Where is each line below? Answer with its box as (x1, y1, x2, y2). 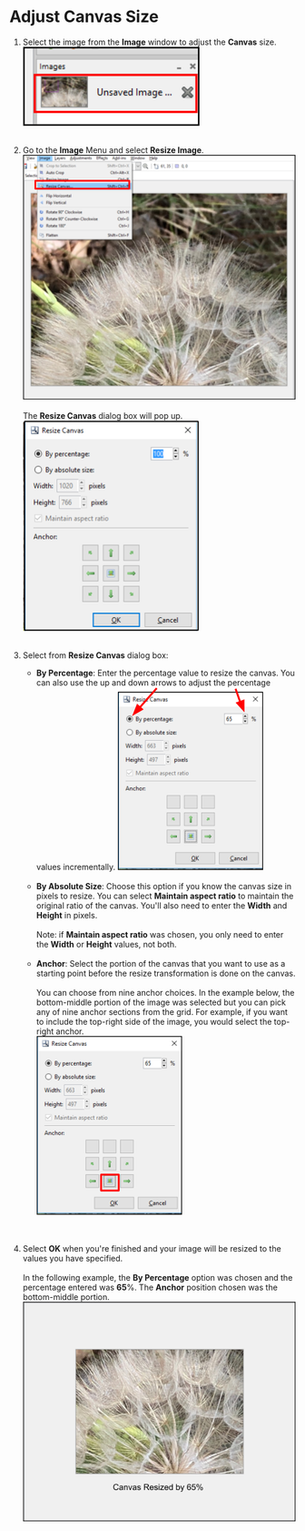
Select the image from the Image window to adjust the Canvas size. (22, 36, 277, 47)
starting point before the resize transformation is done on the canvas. (35, 968, 296, 979)
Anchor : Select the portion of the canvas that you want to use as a (35, 958, 286, 969)
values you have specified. (22, 1253, 123, 1264)
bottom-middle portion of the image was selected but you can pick (35, 997, 286, 1008)
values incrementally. (35, 862, 116, 873)
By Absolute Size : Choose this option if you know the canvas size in (35, 881, 292, 892)
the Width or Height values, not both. (35, 939, 177, 950)
